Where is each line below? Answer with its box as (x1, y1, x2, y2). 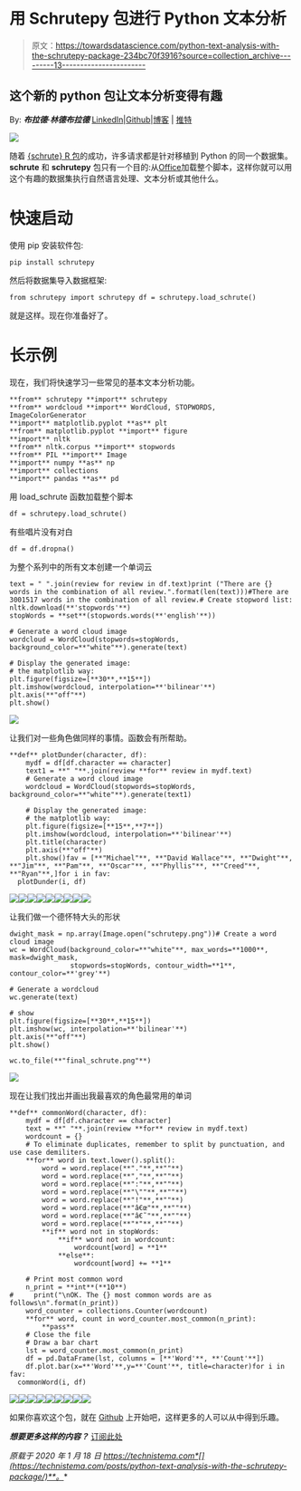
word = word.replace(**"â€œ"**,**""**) (42, 1203, 193, 1212)
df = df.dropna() (9, 544, 75, 553)
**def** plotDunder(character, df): (9, 750, 147, 759)
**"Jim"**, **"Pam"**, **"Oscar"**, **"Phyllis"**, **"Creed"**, (9, 861, 260, 871)
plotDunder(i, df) (17, 877, 88, 886)
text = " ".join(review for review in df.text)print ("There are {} (9, 579, 273, 589)
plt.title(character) (25, 837, 107, 847)
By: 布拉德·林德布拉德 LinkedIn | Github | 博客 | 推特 (9, 114, 193, 125)
